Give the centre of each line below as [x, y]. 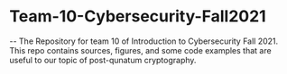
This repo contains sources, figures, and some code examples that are [141, 50]
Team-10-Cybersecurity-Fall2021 [138, 16]
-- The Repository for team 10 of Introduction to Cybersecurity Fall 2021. [144, 41]
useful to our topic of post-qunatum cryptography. [103, 60]
